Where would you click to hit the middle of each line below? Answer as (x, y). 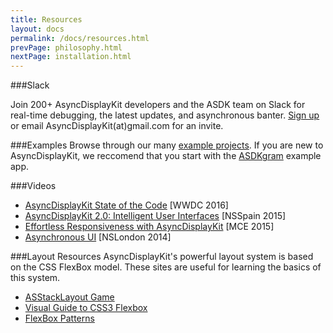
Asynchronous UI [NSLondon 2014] (98, 237)
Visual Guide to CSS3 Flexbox (86, 308)
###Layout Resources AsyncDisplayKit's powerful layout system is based (162, 257)
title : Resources (46, 19)
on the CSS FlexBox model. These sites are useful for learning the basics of (166, 267)
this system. (35, 278)
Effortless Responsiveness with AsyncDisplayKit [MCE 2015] (149, 227)
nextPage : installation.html (71, 57)
